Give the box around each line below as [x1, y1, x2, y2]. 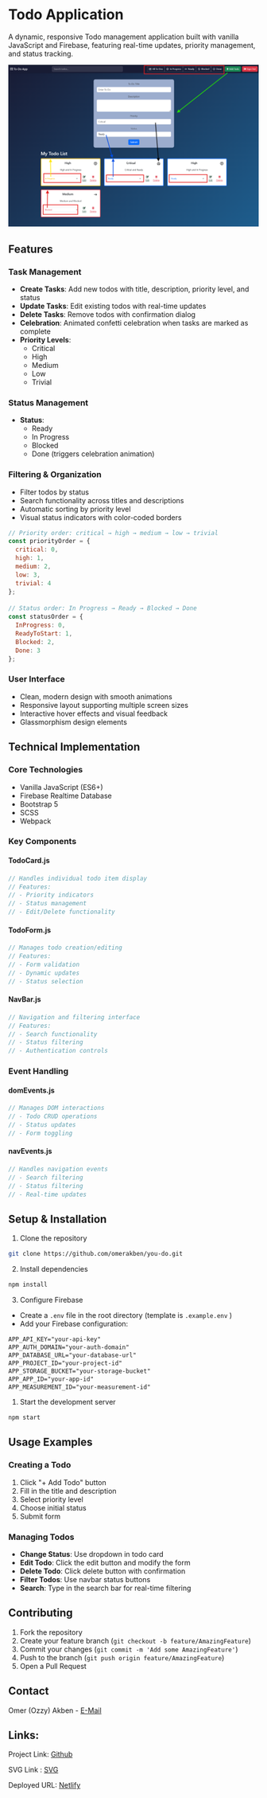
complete [19, 326, 52, 336]
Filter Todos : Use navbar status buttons [19, 1574, 151, 1584]
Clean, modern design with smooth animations [19, 691, 172, 702]
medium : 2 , [15, 563, 52, 571]
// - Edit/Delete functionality [8, 908, 115, 917]
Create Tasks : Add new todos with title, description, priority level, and [19, 284, 250, 294]
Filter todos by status [19, 487, 90, 497]
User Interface [8, 674, 65, 685]
